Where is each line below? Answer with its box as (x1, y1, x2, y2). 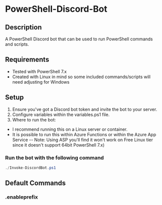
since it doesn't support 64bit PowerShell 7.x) (12, 142, 105, 148)
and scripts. (5, 41, 30, 47)
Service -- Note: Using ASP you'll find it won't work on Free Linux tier (12, 137, 153, 143)
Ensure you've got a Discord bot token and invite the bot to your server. (12, 106, 158, 112)
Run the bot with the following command (5, 154, 104, 161)
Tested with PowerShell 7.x (12, 68, 67, 74)
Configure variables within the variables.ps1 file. (12, 112, 110, 117)
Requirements (5, 56, 49, 64)
